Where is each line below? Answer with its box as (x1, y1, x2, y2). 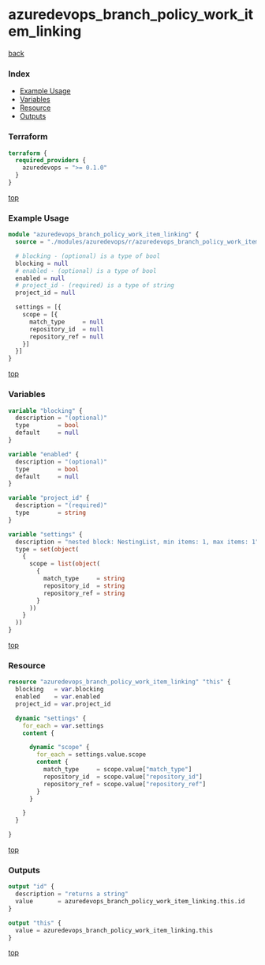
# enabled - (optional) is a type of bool (15, 267, 157, 274)
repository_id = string (43, 581, 125, 590)
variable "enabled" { (8, 450, 80, 458)
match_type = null (28, 318, 104, 326)
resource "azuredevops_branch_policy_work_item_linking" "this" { (8, 678, 231, 686)
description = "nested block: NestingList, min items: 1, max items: (15, 538, 248, 546)
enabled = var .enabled (15, 693, 101, 701)
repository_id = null (28, 325, 104, 333)
